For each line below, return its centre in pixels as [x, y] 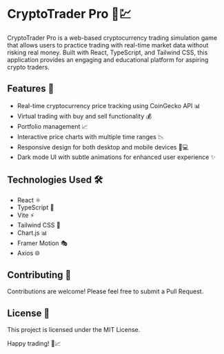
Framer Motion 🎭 [42, 243]
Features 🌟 [31, 88]
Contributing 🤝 [39, 274]
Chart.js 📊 [32, 233]
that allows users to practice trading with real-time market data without [108, 45]
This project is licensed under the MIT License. [74, 330]
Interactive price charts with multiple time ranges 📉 [90, 136]
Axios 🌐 [28, 253]
